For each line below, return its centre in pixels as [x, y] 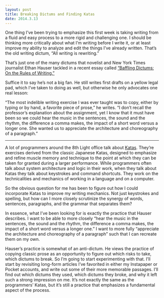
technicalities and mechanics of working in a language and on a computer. [80, 179]
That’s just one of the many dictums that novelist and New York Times [75, 63]
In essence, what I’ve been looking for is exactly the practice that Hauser [78, 213]
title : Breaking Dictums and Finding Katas [50, 14]
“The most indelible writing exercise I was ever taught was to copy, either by [82, 103]
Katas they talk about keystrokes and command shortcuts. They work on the [82, 173]
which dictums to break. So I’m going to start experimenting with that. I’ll [78, 259]
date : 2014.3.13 [21, 19]
